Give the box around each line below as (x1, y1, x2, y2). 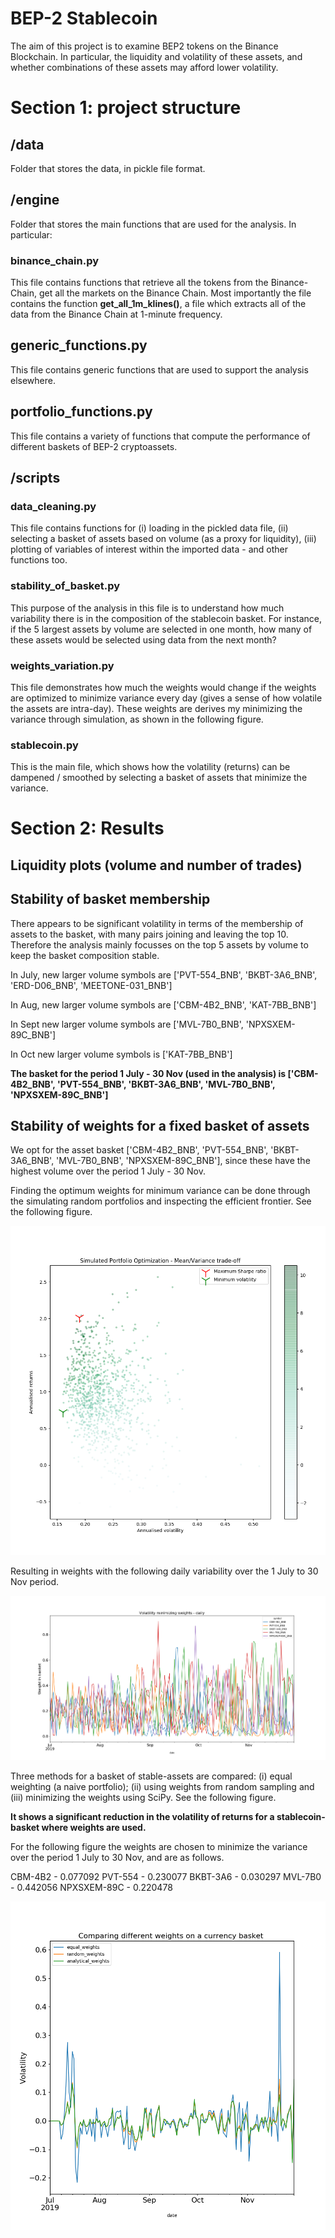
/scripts (10, 470, 61, 487)
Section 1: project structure (10, 97, 242, 119)
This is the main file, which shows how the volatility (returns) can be (10, 761, 291, 773)
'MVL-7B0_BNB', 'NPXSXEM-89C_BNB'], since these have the (56, 1155, 311, 1167)
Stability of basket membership (10, 891, 211, 908)
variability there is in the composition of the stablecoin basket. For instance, (10, 612, 323, 624)
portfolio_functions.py (10, 403, 153, 421)
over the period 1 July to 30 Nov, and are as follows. (10, 1851, 225, 1863)
